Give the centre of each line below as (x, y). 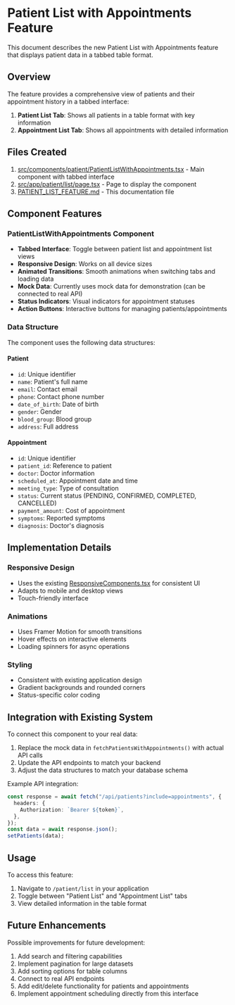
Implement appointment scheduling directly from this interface (108, 993)
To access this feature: (40, 875)
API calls (30, 755)
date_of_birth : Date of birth (58, 404)
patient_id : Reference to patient (65, 465)
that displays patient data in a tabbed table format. (80, 55)
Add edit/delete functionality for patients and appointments (103, 986)
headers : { (30, 803)
